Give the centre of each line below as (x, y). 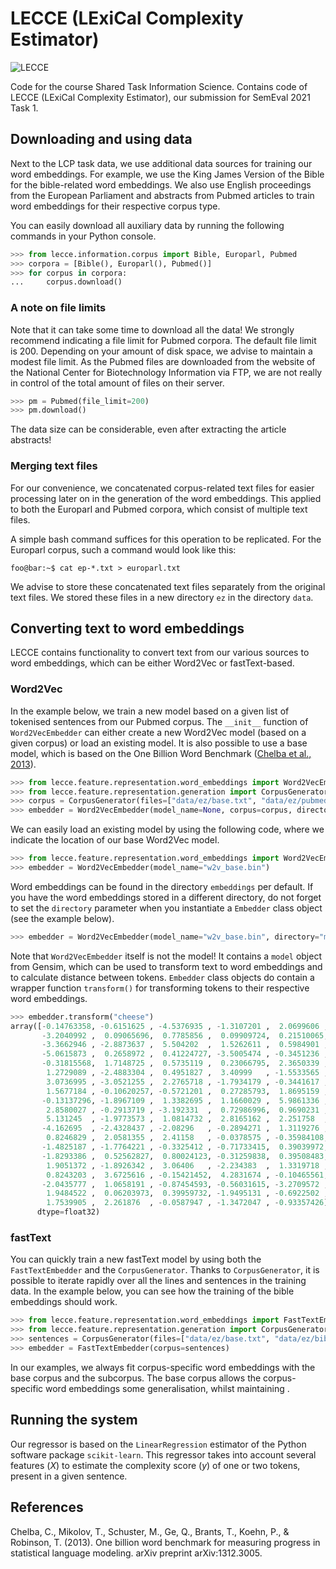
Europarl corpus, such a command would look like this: (123, 549)
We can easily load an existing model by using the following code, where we (167, 829)
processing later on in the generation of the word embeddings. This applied (166, 498)
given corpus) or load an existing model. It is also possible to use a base (159, 743)
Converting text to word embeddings (127, 628)
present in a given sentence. (69, 1476)
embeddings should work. (64, 1302)
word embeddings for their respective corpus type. (115, 206)
